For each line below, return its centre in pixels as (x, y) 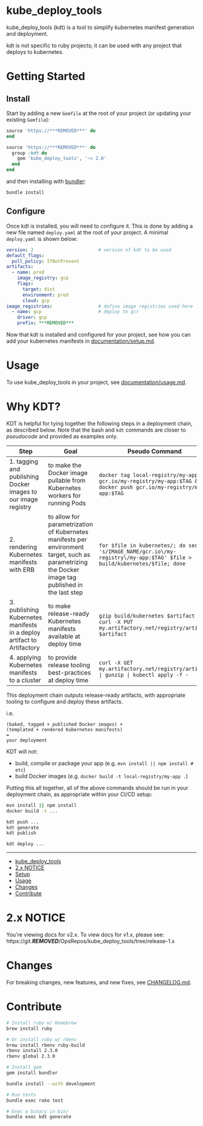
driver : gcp (32, 318)
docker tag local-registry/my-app (148, 475)
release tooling (69, 665)
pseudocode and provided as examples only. (62, 436)
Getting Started (46, 77)
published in (66, 585)
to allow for (64, 516)
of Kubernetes (68, 532)
